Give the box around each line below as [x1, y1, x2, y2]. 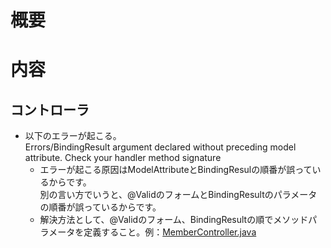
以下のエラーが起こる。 [24, 130, 122, 142]
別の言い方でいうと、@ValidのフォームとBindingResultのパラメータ [39, 189, 318, 201]
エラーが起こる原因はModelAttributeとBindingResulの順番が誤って [39, 164, 313, 176]
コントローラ [10, 101, 90, 118]
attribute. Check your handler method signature [24, 152, 222, 164]
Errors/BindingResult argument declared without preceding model [24, 141, 297, 153]
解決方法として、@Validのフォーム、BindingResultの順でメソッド [39, 214, 309, 226]
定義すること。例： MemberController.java [83, 226, 257, 238]
